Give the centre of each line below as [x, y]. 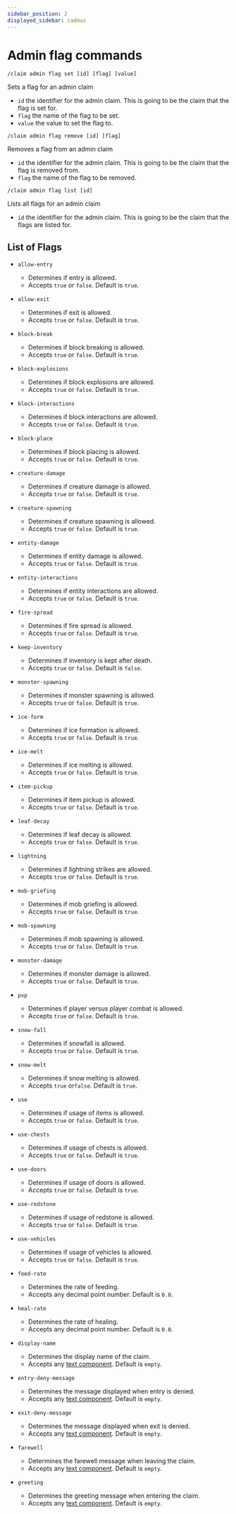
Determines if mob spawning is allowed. [86, 939]
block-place [35, 439]
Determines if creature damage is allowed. [89, 486]
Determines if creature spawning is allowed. [92, 522]
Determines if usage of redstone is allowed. [91, 1217]
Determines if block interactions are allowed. [93, 417]
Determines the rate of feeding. [74, 1287]
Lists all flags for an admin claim [54, 204]
